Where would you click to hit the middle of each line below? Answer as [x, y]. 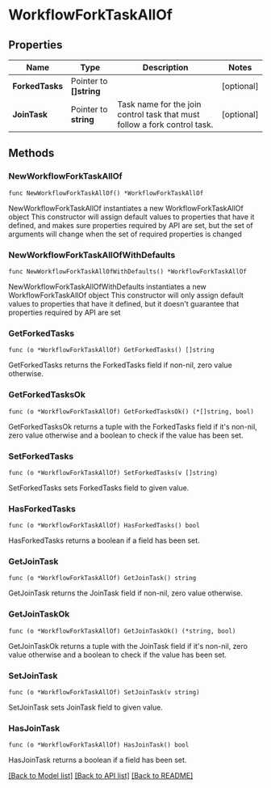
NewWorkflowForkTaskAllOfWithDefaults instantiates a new [108, 286]
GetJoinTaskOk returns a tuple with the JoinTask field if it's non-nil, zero [128, 646]
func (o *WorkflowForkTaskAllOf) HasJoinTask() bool [99, 745]
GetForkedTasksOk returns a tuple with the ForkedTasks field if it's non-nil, [133, 426]
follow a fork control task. [165, 125]
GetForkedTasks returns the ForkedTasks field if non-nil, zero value [120, 365]
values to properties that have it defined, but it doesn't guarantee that [124, 303]
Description [165, 68]
